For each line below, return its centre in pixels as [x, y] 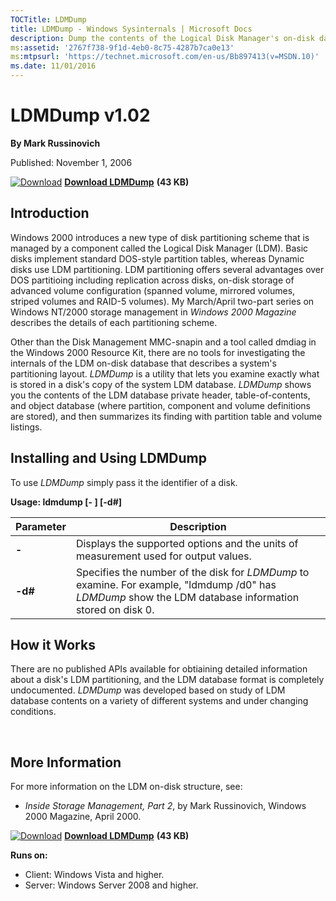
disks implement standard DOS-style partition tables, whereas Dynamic [157, 258]
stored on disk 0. [115, 609]
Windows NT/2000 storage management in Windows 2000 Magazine [153, 312]
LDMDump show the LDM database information [187, 597]
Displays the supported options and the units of [187, 543]
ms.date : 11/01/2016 [53, 66]
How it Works [53, 644]
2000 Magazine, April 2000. [83, 817]
